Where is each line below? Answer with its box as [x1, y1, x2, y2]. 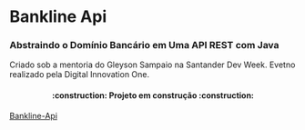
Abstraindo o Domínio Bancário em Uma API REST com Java [9, 39, 280, 52]
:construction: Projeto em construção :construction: [51, 90, 255, 101]
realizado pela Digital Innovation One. [9, 69, 150, 80]
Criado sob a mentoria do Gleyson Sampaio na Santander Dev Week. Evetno [9, 59, 296, 70]
